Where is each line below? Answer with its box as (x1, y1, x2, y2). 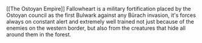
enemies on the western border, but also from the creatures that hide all (6, 24, 186, 31)
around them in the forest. (6, 31, 72, 38)
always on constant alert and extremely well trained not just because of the (6, 18, 194, 25)
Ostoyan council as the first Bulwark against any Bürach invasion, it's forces (6, 12, 196, 19)
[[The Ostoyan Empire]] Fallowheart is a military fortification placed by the (6, 5, 191, 12)
